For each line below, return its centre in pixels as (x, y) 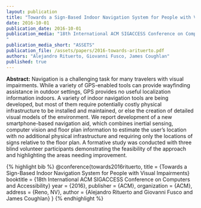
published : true (26, 62)
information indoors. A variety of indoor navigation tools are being (87, 98)
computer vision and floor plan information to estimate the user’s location (96, 130)
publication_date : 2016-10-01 (44, 28)
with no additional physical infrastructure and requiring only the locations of (100, 136)
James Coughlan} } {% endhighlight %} (55, 198)
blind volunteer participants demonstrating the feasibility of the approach (96, 149)
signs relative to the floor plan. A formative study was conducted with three (99, 142)
